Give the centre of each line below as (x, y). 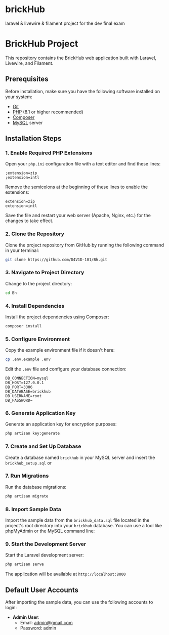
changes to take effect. (29, 221)
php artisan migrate (27, 496)
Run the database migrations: (36, 487)
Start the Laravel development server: (45, 555)
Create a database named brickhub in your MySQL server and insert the (80, 457)
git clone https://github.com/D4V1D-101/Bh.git (56, 260)
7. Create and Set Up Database (43, 446)
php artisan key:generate (32, 434)
